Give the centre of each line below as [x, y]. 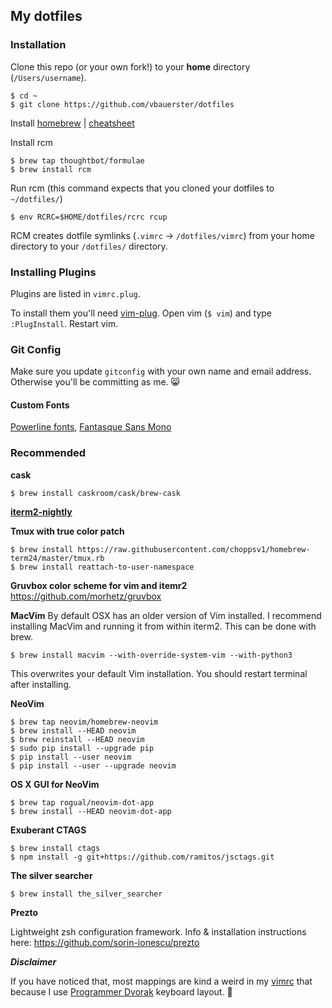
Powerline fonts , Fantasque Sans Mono [91, 427]
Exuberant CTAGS [48, 830]
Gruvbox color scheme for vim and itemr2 [99, 585]
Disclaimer [33, 961]
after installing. [41, 684]
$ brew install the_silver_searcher [86, 894]
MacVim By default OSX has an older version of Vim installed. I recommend [166, 615]
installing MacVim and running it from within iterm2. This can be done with [163, 626]
